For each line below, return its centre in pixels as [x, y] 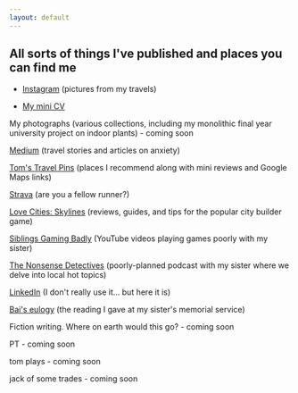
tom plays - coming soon [55, 362]
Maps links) [30, 177]
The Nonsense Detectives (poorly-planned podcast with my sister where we [149, 265]
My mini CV [43, 106]
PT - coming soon [42, 344]
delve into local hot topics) [58, 275]
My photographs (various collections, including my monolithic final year [141, 124]
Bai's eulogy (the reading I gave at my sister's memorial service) [127, 310]
